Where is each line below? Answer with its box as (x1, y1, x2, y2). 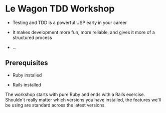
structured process (12, 34, 52, 40)
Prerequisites (5, 58, 48, 67)
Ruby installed (12, 72, 42, 78)
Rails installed (12, 81, 41, 87)
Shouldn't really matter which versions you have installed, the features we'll (5, 96, 161, 102)
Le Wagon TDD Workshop (5, 3, 115, 14)
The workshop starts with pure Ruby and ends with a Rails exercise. (5, 91, 145, 97)
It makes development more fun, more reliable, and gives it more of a (12, 29, 155, 35)
